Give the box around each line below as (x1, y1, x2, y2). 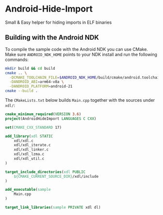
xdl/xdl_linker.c (14, 147, 49, 152)
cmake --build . (5, 89, 38, 93)
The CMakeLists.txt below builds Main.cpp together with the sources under (5, 97, 155, 103)
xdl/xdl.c (14, 138, 34, 143)
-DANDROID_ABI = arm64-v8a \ (9, 79, 64, 84)
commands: (5, 57, 29, 62)
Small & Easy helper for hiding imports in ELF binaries (5, 19, 112, 25)
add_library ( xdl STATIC (5, 134, 53, 138)
